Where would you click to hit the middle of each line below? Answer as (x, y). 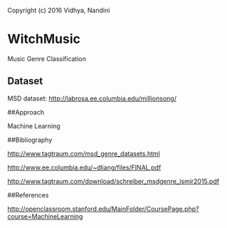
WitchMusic (44, 39)
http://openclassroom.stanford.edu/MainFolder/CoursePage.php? (103, 209)
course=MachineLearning (45, 216)
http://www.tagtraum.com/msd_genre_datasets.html (84, 153)
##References (28, 195)
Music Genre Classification (47, 58)
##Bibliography (30, 140)
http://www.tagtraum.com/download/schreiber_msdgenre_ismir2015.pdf (113, 181)
